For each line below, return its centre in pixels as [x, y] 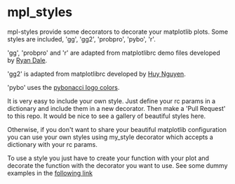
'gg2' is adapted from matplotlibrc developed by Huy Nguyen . [96, 74]
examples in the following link [50, 173]
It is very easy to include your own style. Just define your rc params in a [112, 101]
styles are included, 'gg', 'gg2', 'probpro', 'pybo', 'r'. [81, 39]
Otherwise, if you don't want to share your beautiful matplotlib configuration [117, 129]
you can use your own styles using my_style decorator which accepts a [110, 137]
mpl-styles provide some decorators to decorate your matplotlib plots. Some [118, 32]
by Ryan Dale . [27, 60]
